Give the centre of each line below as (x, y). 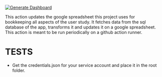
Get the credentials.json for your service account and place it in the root (84, 65)
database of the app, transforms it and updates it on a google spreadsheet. (81, 27)
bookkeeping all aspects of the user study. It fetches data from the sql (76, 22)
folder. (19, 70)
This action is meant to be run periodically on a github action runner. (74, 32)
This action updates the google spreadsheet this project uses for (70, 17)
